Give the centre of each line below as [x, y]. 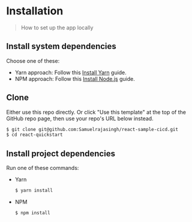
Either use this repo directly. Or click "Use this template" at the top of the [96, 112]
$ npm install [32, 213]
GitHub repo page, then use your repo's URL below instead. [80, 118]
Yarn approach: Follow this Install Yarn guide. [71, 72]
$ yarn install [34, 191]
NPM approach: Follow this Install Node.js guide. [75, 78]
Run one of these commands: [43, 168]
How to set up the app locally [57, 28]
